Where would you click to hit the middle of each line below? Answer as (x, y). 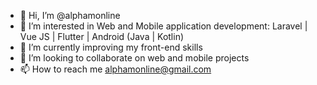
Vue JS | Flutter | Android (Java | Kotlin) (102, 36)
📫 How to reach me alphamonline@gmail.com (115, 69)
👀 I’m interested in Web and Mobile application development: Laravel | (163, 26)
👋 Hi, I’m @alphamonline (70, 15)
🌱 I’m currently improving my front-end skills (111, 47)
